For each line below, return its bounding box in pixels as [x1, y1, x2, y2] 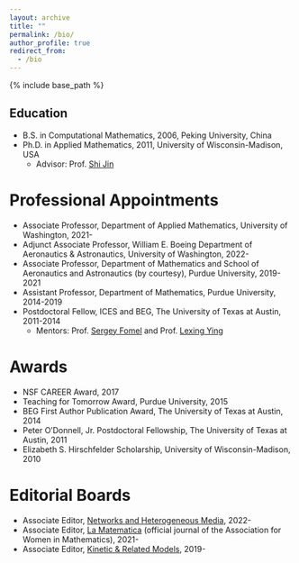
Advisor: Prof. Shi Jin [35, 159, 114, 169]
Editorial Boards [9, 485, 131, 505]
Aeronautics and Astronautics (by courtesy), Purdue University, [22, 268, 258, 278]
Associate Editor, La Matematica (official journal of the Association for [22, 524, 282, 535]
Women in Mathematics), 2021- [22, 533, 140, 545]
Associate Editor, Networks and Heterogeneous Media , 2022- [22, 514, 252, 525]
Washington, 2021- [22, 229, 93, 240]
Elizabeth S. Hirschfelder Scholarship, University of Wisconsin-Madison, [22, 443, 291, 455]
